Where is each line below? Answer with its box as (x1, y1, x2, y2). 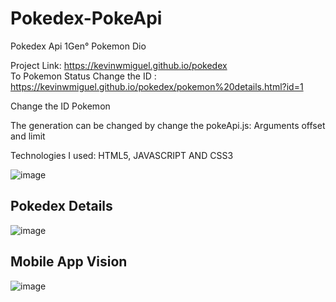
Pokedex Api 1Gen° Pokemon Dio (10, 40, 147, 52)
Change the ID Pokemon (10, 100, 111, 112)
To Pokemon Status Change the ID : (10, 70, 157, 82)
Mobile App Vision (10, 253, 128, 271)
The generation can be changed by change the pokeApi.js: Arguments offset (10, 119, 326, 131)
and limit (10, 130, 46, 142)
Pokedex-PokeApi (10, 7, 163, 30)
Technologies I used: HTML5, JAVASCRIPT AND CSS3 (10, 149, 234, 161)
